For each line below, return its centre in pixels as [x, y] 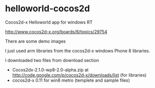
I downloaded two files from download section [52, 60]
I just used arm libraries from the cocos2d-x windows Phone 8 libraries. [77, 51]
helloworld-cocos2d [47, 9]
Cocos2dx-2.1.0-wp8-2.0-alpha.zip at [50, 70]
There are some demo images [35, 41]
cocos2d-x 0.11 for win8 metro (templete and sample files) [71, 80]
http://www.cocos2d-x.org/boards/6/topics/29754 [56, 31]
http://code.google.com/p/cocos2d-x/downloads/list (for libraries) [79, 75]
